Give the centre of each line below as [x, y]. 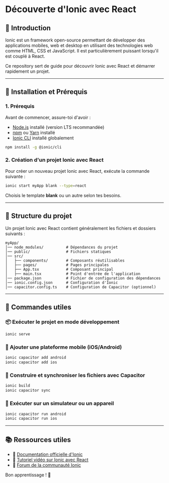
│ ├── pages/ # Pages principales [57, 265]
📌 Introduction [28, 28]
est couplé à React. [25, 56]
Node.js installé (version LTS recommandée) [58, 127]
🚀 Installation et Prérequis [46, 92]
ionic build [18, 386]
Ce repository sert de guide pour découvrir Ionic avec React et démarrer [80, 66]
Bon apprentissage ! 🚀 [28, 475]
